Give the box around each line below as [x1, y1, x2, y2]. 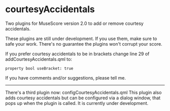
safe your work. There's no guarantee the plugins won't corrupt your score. [5, 41, 163, 47]
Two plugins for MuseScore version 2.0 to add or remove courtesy [5, 20, 144, 26]
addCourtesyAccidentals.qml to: [5, 56, 72, 62]
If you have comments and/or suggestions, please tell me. [5, 75, 126, 81]
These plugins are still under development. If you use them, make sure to [5, 35, 157, 42]
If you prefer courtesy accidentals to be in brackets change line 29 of [5, 51, 150, 57]
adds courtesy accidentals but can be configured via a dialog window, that [5, 95, 161, 101]
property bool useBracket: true [5, 66, 73, 71]
